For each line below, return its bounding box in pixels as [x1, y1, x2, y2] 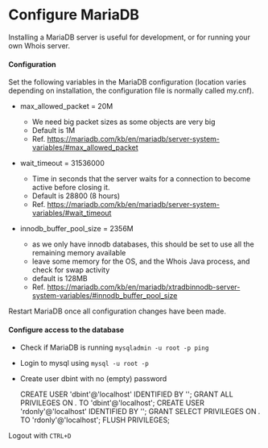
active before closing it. [31, 183, 110, 193]
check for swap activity [31, 265, 110, 275]
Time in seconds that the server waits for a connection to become [31, 174, 251, 184]
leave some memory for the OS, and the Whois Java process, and [31, 256, 250, 267]
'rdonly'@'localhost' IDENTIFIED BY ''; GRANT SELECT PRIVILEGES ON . [19, 407, 261, 417]
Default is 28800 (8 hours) [31, 191, 121, 201]
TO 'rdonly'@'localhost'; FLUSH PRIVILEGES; [19, 415, 171, 425]
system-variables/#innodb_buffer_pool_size [31, 291, 178, 301]
